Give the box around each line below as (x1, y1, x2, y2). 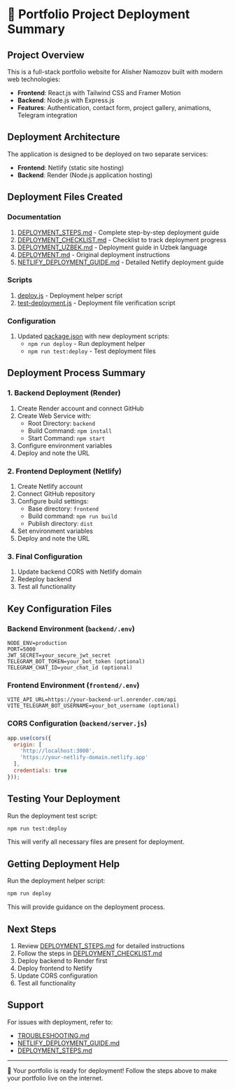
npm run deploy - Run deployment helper (27, 340, 145, 348)
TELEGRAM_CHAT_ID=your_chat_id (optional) (7, 665, 133, 672)
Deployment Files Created (7, 191, 123, 203)
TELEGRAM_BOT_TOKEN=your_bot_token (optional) (7, 658, 145, 665)
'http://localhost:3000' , (20, 747, 96, 755)
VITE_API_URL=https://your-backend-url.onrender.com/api (7, 696, 177, 703)
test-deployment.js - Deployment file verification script (17, 298, 176, 307)
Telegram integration (17, 111, 78, 119)
